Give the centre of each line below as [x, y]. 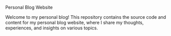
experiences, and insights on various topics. [52, 28]
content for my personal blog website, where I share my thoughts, [75, 23]
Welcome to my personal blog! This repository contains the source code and [86, 17]
